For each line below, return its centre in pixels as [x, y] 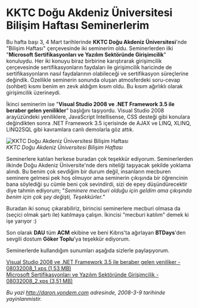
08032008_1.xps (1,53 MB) [39, 268]
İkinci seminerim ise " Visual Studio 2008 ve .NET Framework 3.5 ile [90, 104]
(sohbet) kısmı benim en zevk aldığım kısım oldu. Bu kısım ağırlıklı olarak [94, 86]
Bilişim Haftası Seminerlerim [78, 25]
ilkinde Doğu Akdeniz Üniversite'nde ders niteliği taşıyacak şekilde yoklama [99, 165]
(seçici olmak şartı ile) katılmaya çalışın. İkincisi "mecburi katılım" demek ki [98, 214]
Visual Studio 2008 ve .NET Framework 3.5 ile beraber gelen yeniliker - [93, 262]
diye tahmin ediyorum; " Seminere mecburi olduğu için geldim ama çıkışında [99, 190]
